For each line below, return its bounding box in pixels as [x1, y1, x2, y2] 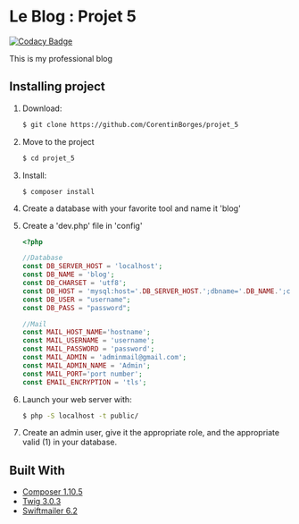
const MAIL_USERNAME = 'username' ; [21, 336, 155, 345]
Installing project [9, 79, 105, 95]
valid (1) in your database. [21, 436, 118, 448]
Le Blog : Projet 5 [9, 6, 137, 27]
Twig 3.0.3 [21, 496, 62, 507]
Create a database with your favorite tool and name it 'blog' [21, 203, 241, 214]
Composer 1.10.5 [21, 486, 83, 497]
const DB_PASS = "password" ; [21, 303, 131, 312]
